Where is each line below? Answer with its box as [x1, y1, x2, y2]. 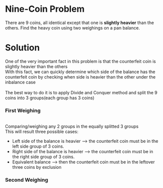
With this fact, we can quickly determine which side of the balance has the [5, 69, 156, 75]
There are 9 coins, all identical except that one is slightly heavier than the [5, 20, 154, 26]
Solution [5, 42, 40, 54]
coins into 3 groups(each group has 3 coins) [5, 95, 94, 101]
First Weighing [5, 107, 41, 114]
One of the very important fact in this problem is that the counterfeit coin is [5, 58, 156, 64]
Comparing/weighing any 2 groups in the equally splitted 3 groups [5, 124, 139, 130]
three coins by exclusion [12, 164, 62, 170]
